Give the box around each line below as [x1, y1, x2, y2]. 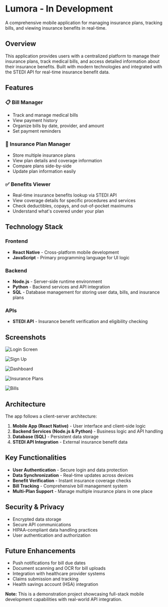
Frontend [5, 238, 28, 245]
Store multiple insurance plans [12, 152, 76, 158]
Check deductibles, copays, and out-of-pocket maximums [12, 203, 133, 209]
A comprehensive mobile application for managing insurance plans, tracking [5, 20, 163, 26]
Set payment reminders [12, 128, 61, 134]
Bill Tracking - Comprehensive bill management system [12, 483, 128, 489]
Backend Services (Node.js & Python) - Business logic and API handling [12, 428, 163, 434]
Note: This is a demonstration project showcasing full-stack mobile [5, 591, 144, 597]
